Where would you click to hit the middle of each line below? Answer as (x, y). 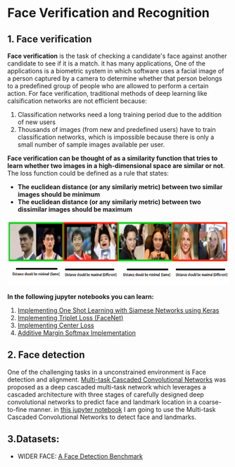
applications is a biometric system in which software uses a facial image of (116, 71)
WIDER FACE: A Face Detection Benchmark (80, 456)
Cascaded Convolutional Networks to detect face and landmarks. (102, 417)
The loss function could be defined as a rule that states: (88, 173)
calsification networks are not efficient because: (77, 101)
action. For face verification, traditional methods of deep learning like (107, 93)
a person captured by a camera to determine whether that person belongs (115, 78)
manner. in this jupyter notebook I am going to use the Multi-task (122, 409)
